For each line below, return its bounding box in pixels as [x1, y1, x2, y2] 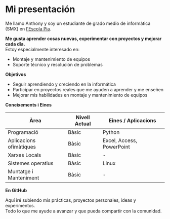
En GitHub [5, 187, 27, 193]
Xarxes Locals [8, 151, 41, 158]
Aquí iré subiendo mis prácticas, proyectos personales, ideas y [5, 197, 137, 203]
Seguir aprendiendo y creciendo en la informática [12, 81, 116, 87]
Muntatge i [8, 168, 34, 175]
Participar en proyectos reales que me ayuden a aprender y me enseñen [12, 86, 163, 92]
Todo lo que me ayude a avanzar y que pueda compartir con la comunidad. [5, 208, 162, 214]
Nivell [75, 114, 90, 121]
